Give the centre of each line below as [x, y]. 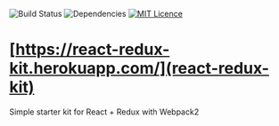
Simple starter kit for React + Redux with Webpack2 [104, 112]
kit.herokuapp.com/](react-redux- [139, 69]
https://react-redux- [93, 50]
